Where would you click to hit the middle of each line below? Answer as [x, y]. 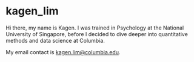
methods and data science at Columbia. [55, 40]
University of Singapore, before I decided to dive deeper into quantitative [97, 34]
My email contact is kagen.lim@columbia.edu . [63, 52]
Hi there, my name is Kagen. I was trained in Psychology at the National [95, 28]
